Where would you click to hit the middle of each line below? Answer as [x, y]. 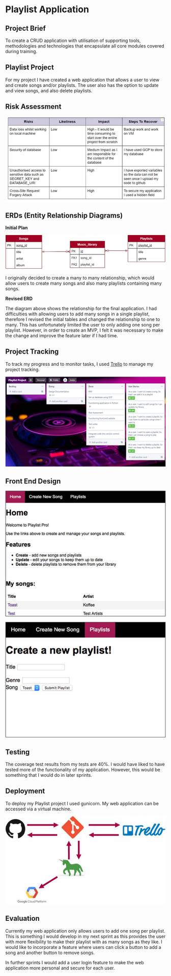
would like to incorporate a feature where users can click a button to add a [83, 947]
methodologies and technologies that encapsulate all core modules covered [85, 46]
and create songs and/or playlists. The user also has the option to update [82, 85]
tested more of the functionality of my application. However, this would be [83, 770]
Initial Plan [17, 228]
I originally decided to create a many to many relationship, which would [80, 278]
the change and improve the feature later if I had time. [62, 336]
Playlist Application [47, 9]
